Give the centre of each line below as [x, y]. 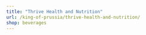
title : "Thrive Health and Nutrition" [54, 12]
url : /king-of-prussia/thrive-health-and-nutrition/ [73, 17]
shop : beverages [26, 23]
